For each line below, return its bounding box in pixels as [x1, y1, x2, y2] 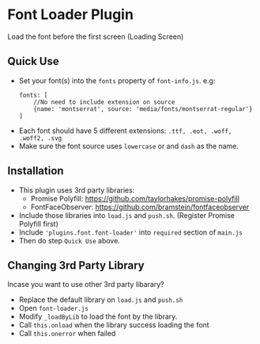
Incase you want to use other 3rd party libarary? [7, 280, 164, 289]
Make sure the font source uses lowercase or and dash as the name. [18, 141, 239, 151]
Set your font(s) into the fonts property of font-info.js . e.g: [18, 75, 216, 85]
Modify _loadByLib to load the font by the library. [18, 312, 178, 322]
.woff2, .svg [18, 134, 62, 142]
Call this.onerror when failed [18, 329, 116, 338]
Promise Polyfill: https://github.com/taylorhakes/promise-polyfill [30, 193, 240, 203]
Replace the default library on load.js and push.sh [18, 295, 183, 304]
